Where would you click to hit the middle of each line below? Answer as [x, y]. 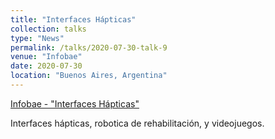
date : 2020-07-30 [46, 66]
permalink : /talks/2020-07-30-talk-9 [89, 47]
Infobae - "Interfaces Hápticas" [75, 103]
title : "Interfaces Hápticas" [73, 19]
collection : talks [48, 29]
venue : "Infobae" [46, 57]
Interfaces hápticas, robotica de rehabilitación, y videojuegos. [137, 123]
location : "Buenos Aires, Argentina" [89, 76]
